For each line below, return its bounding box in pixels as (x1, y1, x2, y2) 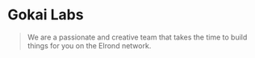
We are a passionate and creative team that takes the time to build (27, 32, 248, 42)
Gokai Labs (7, 6, 84, 24)
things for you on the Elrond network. (27, 40, 152, 50)
